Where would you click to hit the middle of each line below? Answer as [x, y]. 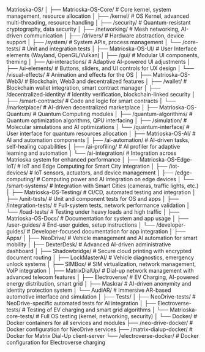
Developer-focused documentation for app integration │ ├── [109, 231]
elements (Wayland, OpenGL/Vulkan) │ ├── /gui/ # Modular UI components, [103, 55]
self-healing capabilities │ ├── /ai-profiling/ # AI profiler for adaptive [93, 147]
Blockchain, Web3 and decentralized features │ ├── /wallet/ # [108, 81]
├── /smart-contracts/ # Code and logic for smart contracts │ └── [91, 101]
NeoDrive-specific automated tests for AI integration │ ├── [81, 303]
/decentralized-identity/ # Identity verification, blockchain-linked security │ [101, 94]
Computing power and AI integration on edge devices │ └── [118, 179]
